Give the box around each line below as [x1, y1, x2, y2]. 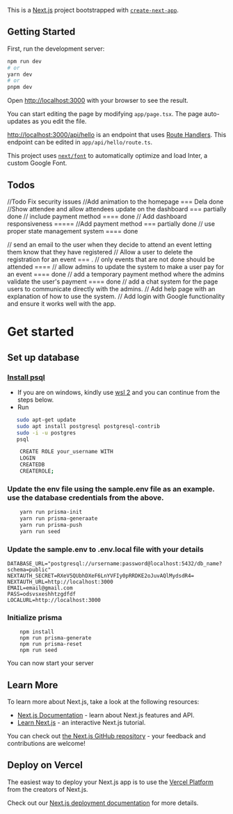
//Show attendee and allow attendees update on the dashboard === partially [7, 205, 227, 213]
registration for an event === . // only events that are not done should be [7, 255, 215, 263]
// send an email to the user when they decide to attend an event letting [7, 241, 212, 249]
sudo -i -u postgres [16, 429, 77, 437]
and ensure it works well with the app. [7, 300, 116, 308]
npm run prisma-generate [19, 635, 92, 642]
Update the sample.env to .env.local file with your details [7, 544, 204, 554]
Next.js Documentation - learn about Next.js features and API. [17, 711, 195, 719]
